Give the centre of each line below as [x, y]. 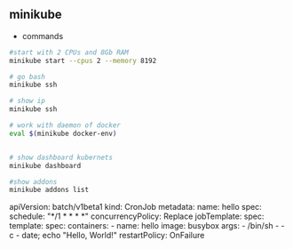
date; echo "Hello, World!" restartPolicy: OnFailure [113, 236]
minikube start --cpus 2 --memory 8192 [83, 60]
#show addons [33, 181]
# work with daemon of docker [65, 125]
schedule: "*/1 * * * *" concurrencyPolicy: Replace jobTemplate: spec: [137, 216]
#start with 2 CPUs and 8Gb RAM [69, 52]
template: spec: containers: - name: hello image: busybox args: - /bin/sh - [144, 226]
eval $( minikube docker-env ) [63, 133]
